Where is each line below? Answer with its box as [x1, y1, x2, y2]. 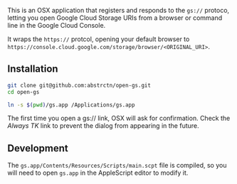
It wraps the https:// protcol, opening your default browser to [7, 35, 190, 43]
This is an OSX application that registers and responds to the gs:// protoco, [7, 6, 230, 14]
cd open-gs [7, 88, 40, 95]
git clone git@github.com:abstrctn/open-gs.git [7, 82, 152, 89]
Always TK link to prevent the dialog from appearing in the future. [7, 121, 199, 130]
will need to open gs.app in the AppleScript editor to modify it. [7, 168, 189, 177]
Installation [7, 63, 58, 75]
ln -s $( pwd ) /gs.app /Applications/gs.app [7, 101, 135, 109]
